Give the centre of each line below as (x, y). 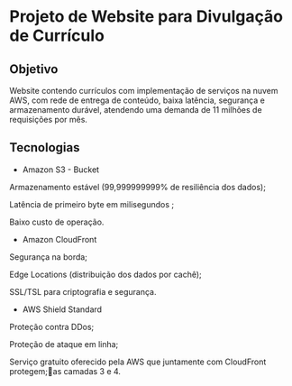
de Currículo (57, 36)
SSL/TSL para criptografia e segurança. (83, 291)
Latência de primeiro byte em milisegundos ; (91, 204)
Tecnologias (45, 147)
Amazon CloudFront (59, 239)
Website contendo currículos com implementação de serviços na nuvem (144, 91)
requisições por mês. (49, 119)
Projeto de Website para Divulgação (146, 17)
